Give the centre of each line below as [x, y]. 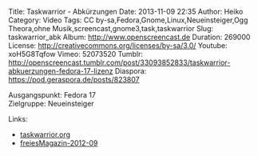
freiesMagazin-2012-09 [59, 143]
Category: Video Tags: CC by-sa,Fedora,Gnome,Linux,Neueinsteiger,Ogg [128, 20]
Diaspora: [131, 71]
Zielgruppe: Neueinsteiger [51, 104]
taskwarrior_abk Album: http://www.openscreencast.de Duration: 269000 [129, 37]
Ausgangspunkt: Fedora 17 [52, 95]
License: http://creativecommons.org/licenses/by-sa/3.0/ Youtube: [118, 46]
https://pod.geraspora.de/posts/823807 [74, 80]
